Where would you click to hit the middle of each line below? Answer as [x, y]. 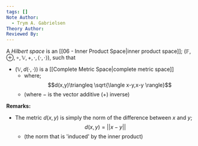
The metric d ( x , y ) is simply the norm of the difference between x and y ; [103, 118]
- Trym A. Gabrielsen [39, 23]
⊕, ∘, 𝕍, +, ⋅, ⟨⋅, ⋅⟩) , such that [41, 58]
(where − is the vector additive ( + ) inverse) [77, 94]
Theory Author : [25, 29]
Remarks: [19, 106]
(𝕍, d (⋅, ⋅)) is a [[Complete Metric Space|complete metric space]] [94, 69]
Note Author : [22, 17]
